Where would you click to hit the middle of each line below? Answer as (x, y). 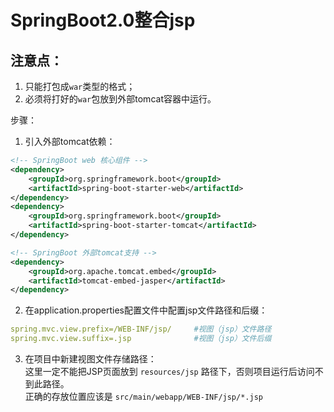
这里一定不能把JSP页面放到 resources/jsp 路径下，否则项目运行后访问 (169, 371)
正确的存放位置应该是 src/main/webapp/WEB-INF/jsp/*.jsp (143, 396)
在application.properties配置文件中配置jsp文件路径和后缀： (146, 310)
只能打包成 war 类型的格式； (80, 86)
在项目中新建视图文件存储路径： (90, 359)
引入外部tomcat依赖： (70, 141)
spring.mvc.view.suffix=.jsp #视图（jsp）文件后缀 (141, 339)
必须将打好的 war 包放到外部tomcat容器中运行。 (120, 99)
